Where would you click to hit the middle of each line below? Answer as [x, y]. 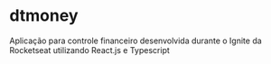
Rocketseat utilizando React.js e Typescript [89, 50]
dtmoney [44, 16]
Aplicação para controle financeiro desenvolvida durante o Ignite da [135, 41]
